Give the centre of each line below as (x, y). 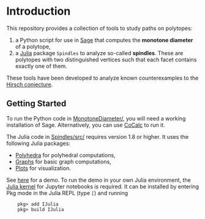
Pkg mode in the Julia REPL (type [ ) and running (67, 193)
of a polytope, (33, 46)
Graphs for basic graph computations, (63, 161)
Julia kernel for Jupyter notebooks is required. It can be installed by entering (103, 186)
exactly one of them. (41, 66)
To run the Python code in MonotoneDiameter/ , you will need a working (96, 118)
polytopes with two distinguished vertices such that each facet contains (106, 59)
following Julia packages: (38, 143)
